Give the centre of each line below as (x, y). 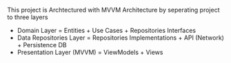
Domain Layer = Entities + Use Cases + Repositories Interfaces (107, 30)
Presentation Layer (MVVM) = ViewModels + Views (90, 52)
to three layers (28, 17)
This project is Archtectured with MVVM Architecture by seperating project (113, 10)
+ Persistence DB (42, 45)
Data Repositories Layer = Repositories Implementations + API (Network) (120, 38)
